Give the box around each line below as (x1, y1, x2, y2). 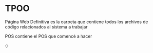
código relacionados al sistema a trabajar (5, 24, 88, 29)
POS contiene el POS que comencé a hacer (5, 33, 93, 39)
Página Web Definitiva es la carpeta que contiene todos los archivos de (5, 19, 148, 25)
